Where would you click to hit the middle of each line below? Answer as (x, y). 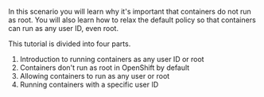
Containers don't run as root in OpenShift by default (105, 68)
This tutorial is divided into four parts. (70, 44)
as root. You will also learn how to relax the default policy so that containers (132, 20)
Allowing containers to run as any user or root (95, 76)
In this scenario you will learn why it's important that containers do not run (130, 12)
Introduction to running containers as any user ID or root (112, 59)
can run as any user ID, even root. (64, 28)
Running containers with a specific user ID (89, 84)
